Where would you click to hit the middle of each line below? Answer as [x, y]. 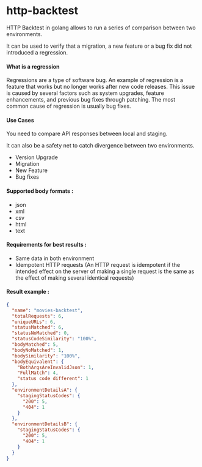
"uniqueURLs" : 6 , [34, 322]
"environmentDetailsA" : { [45, 390]
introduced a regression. [37, 52]
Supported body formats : [40, 191]
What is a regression [33, 66]
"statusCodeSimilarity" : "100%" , [54, 339]
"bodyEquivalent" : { [38, 362]
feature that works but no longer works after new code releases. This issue [101, 87]
